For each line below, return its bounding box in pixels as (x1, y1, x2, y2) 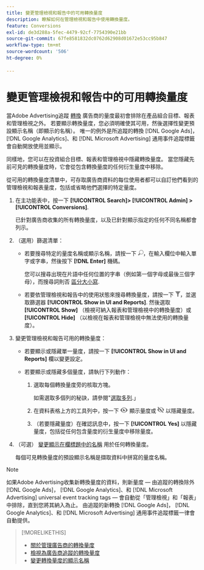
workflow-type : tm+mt (6, 42, 62, 48)
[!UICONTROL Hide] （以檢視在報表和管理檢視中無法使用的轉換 (24, 313, 184, 321)
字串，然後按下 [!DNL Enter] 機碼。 (35, 257, 124, 265)
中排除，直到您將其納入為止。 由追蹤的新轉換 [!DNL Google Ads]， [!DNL (6, 501, 190, 508)
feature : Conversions (6, 23, 62, 29)
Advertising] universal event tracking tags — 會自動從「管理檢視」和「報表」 (6, 494, 197, 501)
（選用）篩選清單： (15, 236, 64, 244)
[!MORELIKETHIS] (21, 528, 66, 536)
